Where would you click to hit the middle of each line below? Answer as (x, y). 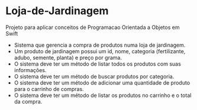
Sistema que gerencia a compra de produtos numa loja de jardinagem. (100, 45)
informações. (30, 70)
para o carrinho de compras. (49, 89)
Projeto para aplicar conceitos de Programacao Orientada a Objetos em (93, 27)
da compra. (28, 101)
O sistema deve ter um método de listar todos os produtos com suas (97, 64)
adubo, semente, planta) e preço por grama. (68, 57)
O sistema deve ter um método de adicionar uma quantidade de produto (102, 82)
